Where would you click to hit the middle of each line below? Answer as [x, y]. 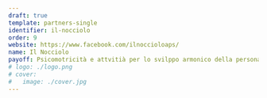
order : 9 [23, 38]
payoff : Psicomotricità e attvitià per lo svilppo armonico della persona [135, 60]
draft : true [28, 15]
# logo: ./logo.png [41, 67]
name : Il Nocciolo [39, 52]
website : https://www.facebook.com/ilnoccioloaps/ [94, 45]
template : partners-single [53, 23]
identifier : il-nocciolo [49, 30]
